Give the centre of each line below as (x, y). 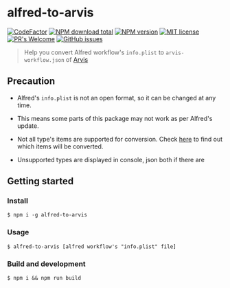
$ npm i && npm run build (44, 278)
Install (18, 201)
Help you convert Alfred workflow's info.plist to (94, 52)
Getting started (41, 181)
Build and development (46, 264)
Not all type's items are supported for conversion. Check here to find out (120, 139)
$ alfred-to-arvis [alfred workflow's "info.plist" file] (92, 246)
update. (28, 126)
